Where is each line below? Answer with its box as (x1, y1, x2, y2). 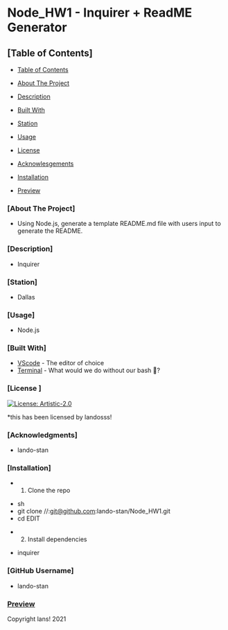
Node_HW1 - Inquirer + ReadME (7, 5, 193, 21)
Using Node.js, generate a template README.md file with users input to (17, 220, 222, 228)
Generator (7, 19, 67, 35)
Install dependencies (27, 535, 87, 543)
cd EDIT (17, 514, 40, 523)
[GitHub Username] (7, 566, 74, 576)
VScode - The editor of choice (17, 359, 105, 367)
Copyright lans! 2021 (7, 615, 67, 623)
